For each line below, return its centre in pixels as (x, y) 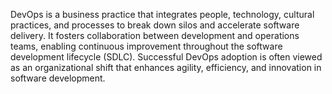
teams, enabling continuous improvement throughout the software (146, 46)
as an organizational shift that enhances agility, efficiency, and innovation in (166, 67)
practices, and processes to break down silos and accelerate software (155, 25)
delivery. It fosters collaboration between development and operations (155, 35)
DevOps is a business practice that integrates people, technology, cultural (162, 14)
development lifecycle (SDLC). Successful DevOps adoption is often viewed (166, 57)
